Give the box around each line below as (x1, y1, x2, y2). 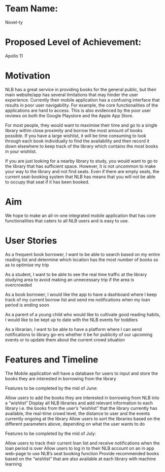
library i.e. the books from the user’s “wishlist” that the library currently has (5, 405, 158, 411)
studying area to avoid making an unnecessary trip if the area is (5, 277, 134, 283)
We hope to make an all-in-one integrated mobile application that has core (5, 213, 156, 218)
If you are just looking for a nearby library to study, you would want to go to (5, 158, 158, 164)
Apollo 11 (5, 53, 23, 59)
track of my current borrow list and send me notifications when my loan (5, 296, 150, 302)
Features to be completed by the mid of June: (5, 385, 98, 391)
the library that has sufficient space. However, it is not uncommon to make (5, 163, 156, 169)
